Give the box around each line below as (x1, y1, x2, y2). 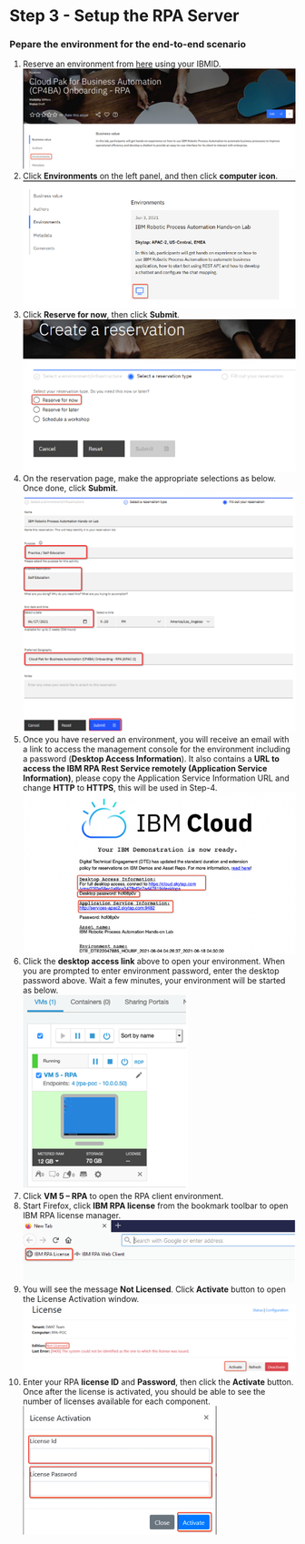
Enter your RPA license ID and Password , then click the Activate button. (22, 1376, 294, 1388)
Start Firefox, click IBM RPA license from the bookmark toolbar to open (22, 1200, 289, 1211)
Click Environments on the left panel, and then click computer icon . (22, 170, 279, 182)
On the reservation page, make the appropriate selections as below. (22, 473, 277, 484)
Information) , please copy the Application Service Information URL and (22, 772, 290, 783)
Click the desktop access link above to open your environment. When (22, 955, 286, 966)
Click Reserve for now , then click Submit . (22, 308, 180, 319)
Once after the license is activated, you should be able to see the (22, 1386, 266, 1397)
